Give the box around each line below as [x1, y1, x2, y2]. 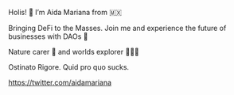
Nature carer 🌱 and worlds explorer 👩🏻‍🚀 [8, 47, 139, 56]
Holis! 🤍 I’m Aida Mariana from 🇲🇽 [8, 8, 122, 17]
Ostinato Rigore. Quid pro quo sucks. [8, 63, 130, 71]
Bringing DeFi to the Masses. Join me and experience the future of [8, 24, 227, 32]
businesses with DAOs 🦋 [8, 32, 89, 41]
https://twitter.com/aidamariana [8, 78, 112, 87]
